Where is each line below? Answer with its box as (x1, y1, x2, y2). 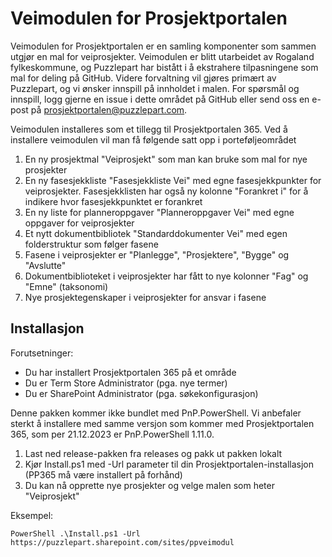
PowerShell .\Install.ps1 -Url (10, 528, 141, 539)
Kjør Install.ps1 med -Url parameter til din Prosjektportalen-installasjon (24, 458, 315, 470)
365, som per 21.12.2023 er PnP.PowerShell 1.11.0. (10, 428, 215, 440)
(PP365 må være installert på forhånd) (24, 468, 183, 481)
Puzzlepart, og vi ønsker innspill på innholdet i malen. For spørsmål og (10, 82, 300, 94)
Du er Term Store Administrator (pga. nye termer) (24, 377, 228, 389)
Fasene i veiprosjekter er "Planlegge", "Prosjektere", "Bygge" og (24, 248, 290, 261)
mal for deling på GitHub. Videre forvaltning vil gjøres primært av (10, 72, 277, 84)
